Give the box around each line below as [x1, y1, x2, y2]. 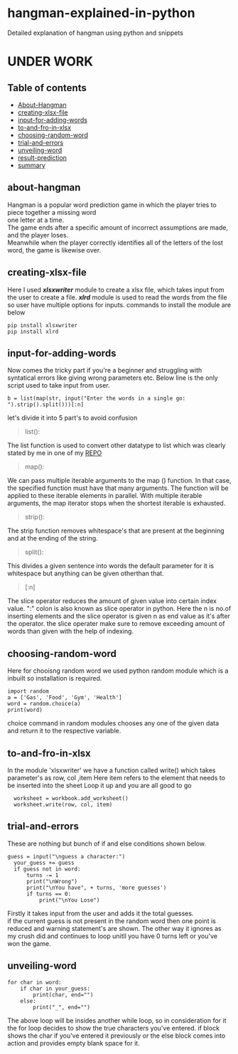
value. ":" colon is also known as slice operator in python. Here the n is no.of [7, 605, 232, 613]
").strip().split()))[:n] [7, 401, 84, 408]
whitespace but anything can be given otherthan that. [7, 569, 165, 577]
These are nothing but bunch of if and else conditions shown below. [7, 839, 206, 848]
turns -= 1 [26, 871, 59, 879]
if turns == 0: [26, 890, 72, 898]
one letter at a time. [7, 215, 65, 224]
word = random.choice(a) [7, 701, 81, 708]
